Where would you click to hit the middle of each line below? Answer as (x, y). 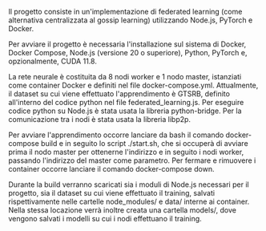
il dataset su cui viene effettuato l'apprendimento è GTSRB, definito (119, 94)
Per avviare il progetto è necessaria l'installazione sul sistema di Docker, (127, 44)
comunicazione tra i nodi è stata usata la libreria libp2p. (99, 119)
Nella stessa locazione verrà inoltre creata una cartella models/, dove (122, 210)
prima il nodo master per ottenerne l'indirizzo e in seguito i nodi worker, (126, 152)
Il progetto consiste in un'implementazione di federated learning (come (125, 12)
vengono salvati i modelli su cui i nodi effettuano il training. (105, 219)
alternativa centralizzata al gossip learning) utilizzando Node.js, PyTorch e (131, 20)
